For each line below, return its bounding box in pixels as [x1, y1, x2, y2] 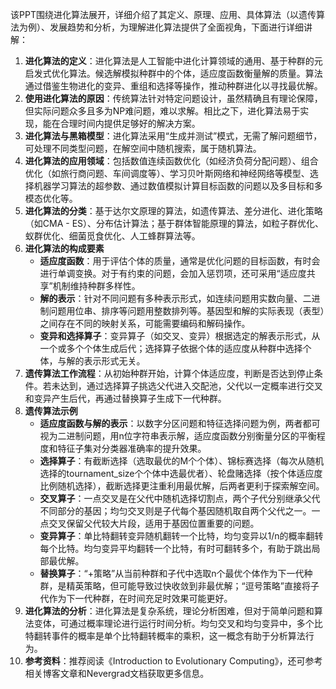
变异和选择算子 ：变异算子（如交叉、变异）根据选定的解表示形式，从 [39, 330, 321, 342]
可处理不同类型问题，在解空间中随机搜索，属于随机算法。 [24, 143, 262, 154]
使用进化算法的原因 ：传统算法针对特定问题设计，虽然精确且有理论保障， [24, 93, 323, 104]
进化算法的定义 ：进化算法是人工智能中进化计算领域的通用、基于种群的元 [24, 55, 323, 67]
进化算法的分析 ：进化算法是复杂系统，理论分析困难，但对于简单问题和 [24, 605, 315, 617]
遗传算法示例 [24, 405, 78, 417]
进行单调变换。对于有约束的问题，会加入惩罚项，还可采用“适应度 [39, 268, 307, 279]
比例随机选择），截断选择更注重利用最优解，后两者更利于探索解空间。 [39, 480, 325, 492]
